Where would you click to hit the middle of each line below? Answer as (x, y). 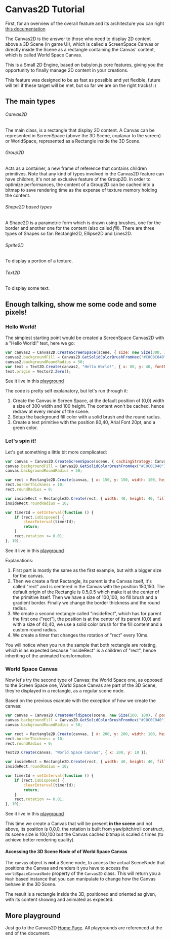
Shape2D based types (29, 207)
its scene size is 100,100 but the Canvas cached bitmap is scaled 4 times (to (84, 834)
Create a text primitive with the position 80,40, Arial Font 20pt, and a (84, 422)
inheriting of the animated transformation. (49, 656)
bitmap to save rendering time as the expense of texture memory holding (81, 190)
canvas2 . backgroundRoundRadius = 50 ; (45, 362)
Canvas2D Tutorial (45, 9)
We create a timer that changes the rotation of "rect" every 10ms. (80, 635)
